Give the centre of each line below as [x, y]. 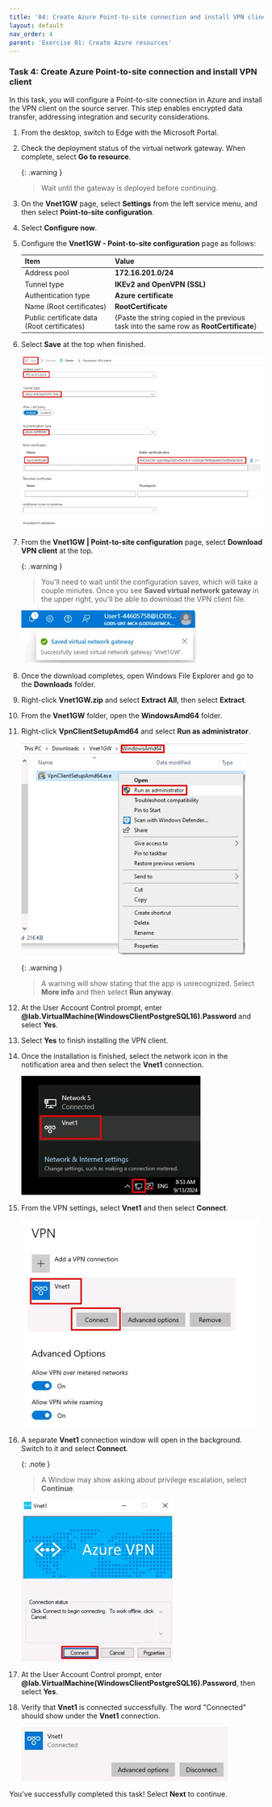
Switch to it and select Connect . [74, 1448]
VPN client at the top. [57, 550]
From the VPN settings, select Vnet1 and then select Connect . [124, 1207]
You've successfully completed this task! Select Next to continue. [119, 1794]
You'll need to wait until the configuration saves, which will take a [149, 582]
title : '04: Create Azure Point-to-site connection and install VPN [127, 17]
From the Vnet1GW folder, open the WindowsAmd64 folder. [121, 715]
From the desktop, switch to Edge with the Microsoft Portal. [119, 132]
